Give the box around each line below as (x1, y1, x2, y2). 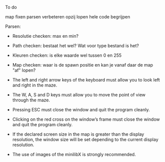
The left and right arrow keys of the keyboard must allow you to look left (12, 77, 160, 82)
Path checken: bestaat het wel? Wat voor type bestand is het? (12, 43, 139, 49)
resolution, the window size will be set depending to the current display (12, 137, 159, 142)
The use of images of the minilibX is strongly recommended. (12, 152, 136, 157)
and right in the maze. (12, 82, 58, 88)
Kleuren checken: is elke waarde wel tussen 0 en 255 (12, 52, 122, 58)
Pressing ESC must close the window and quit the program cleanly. (12, 107, 150, 112)
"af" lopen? (12, 67, 36, 73)
